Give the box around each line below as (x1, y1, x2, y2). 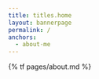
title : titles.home (8, 11, 72, 20)
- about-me (15, 41, 51, 48)
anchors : (8, 33, 37, 41)
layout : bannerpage (8, 19, 72, 27)
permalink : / (8, 26, 51, 34)
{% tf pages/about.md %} (8, 62, 92, 71)
